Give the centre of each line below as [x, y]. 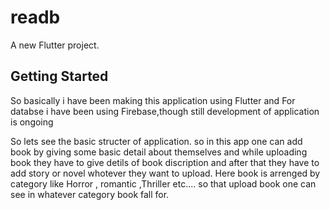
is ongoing [32, 122]
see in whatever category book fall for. [90, 194]
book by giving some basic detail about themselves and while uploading [159, 152]
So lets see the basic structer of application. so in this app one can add [156, 141]
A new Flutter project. [55, 45]
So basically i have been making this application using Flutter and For [153, 100]
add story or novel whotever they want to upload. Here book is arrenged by [165, 173]
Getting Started [59, 76]
